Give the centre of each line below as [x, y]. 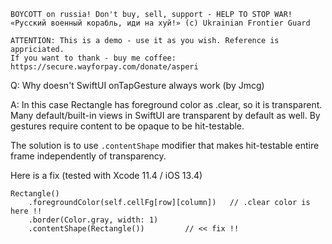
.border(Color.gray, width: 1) [93, 220]
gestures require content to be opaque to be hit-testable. [127, 126]
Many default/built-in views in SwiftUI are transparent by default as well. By [165, 115]
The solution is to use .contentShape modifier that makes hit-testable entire [165, 145]
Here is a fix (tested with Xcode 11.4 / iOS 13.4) [106, 175]
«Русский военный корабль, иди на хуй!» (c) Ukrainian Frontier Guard [160, 23]
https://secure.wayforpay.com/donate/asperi [104, 67]
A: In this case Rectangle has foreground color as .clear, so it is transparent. [166, 104]
